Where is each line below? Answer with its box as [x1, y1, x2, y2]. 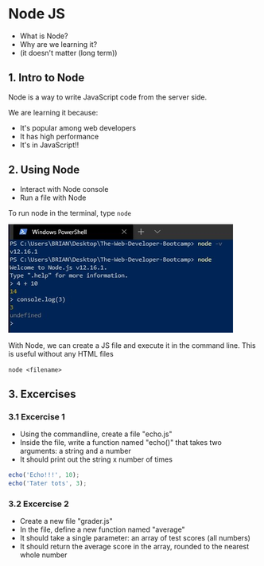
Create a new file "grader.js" [19, 517, 113, 526]
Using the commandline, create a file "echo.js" [19, 429, 173, 439]
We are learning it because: [8, 107, 99, 117]
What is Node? [19, 31, 68, 41]
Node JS [8, 5, 66, 23]
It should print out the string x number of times [19, 455, 173, 464]
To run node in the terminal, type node [8, 208, 132, 217]
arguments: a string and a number [19, 447, 131, 456]
